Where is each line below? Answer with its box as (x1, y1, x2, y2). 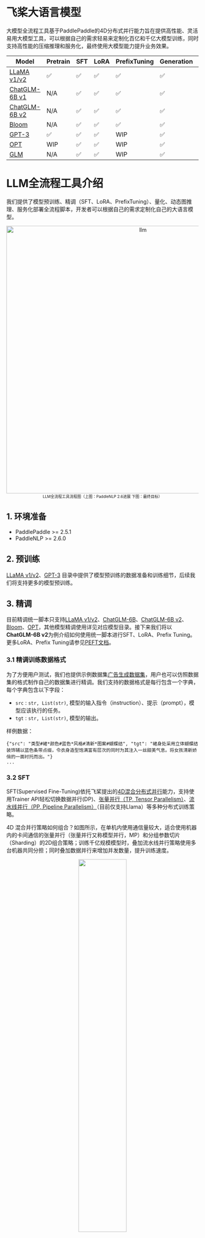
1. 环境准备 (6, 511, 47, 522)
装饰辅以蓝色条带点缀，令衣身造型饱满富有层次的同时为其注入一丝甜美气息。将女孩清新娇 (6, 747, 197, 753)
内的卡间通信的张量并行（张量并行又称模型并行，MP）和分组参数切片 (6, 831, 181, 839)
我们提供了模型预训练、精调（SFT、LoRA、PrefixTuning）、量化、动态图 (6, 198, 187, 205)
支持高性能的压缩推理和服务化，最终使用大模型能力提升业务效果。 (6, 42, 172, 50)
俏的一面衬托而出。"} (6, 754, 53, 760)
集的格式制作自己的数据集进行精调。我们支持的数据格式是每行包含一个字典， (6, 678, 199, 686)
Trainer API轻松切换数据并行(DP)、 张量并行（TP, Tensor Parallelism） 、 (11, 795, 190, 802)
